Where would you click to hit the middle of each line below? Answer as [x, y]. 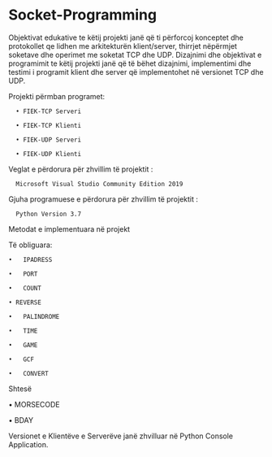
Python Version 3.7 [49, 214]
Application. [28, 444]
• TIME [23, 331]
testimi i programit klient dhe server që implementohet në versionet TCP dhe [136, 72]
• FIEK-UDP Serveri [49, 140]
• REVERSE [25, 302]
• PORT [23, 274]
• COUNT [25, 288]
